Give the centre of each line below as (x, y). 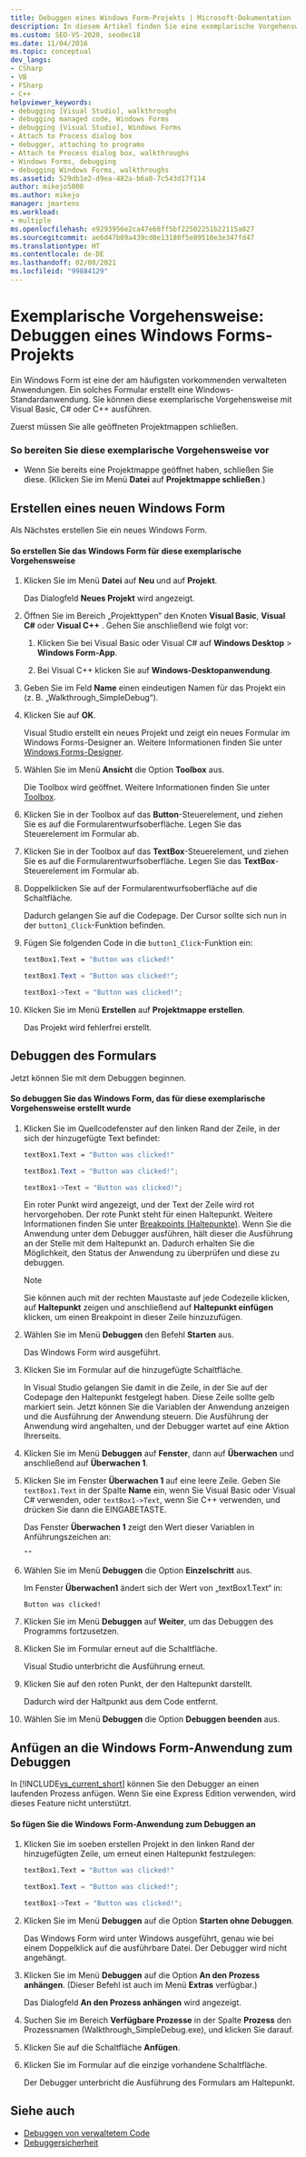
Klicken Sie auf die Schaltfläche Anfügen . (102, 2048)
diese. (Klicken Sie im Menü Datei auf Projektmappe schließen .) (144, 480)
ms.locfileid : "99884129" (59, 272)
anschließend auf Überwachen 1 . (86, 1463)
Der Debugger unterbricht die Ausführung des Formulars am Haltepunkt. (159, 2082)
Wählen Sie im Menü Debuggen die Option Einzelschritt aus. (138, 1571)
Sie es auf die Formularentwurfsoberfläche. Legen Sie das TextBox (149, 861)
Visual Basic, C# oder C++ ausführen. (81, 409)
